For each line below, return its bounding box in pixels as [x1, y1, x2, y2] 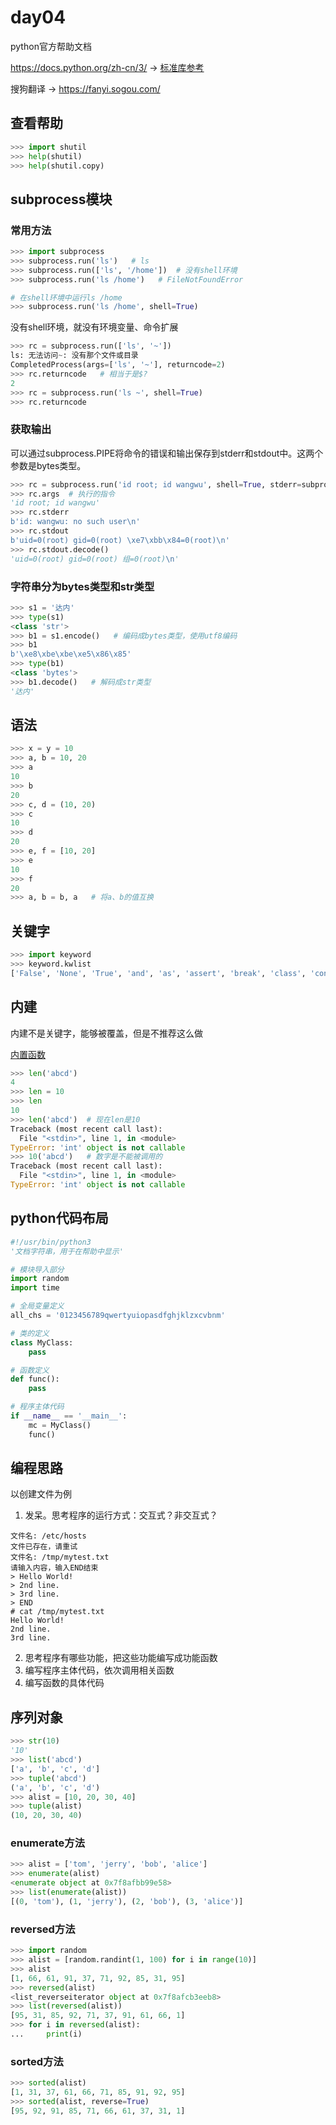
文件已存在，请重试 [10, 1542, 78, 1552]
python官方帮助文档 [10, 40, 92, 52]
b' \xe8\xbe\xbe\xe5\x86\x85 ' [10, 649, 132, 660]
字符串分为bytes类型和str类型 [10, 579, 155, 593]
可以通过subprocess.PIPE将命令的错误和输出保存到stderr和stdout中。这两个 [10, 447, 324, 459]
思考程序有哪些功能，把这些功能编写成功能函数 [24, 1652, 218, 1664]
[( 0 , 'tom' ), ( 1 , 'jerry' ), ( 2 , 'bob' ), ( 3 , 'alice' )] [10, 1896, 244, 1906]
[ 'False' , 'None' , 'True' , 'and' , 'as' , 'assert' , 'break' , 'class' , [10, 968, 307, 978]
